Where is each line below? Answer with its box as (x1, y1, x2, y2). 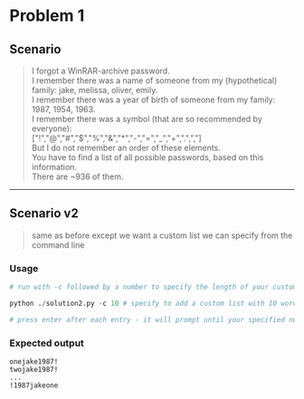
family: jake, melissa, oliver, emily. (31, 85, 158, 95)
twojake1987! (9, 366, 59, 375)
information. (31, 162, 77, 172)
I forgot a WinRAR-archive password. (31, 65, 170, 76)
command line (31, 239, 85, 250)
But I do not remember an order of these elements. (31, 142, 222, 153)
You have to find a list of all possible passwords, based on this (31, 152, 264, 163)
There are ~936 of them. (31, 171, 124, 182)
